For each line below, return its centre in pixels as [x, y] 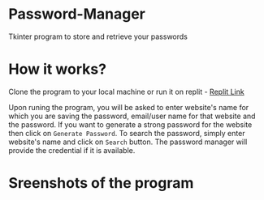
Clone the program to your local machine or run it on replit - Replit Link [127, 91]
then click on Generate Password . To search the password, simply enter [127, 133]
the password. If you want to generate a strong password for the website [130, 124]
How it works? [58, 69]
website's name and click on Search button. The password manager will [128, 142]
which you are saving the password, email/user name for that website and [132, 116]
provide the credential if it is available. [72, 150]
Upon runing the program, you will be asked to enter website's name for [129, 107]
